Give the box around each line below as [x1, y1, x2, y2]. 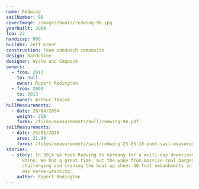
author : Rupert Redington [17, 174, 81, 180]
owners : [6, 63, 25, 70]
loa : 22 [6, 31, 25, 37]
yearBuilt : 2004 [6, 25, 46, 31]
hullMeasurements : [6, 102, 52, 108]
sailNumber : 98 [6, 14, 44, 20]
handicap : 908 [6, 36, 41, 42]
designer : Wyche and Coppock [6, 58, 78, 64]
